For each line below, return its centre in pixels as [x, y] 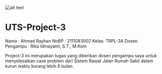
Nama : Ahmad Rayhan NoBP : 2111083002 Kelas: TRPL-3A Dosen [71, 41]
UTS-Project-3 [35, 27]
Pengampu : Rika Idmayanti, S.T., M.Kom [46, 46]
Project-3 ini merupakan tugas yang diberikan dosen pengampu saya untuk [81, 55]
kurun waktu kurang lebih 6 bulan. [40, 66]
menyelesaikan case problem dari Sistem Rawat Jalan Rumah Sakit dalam [79, 61]
